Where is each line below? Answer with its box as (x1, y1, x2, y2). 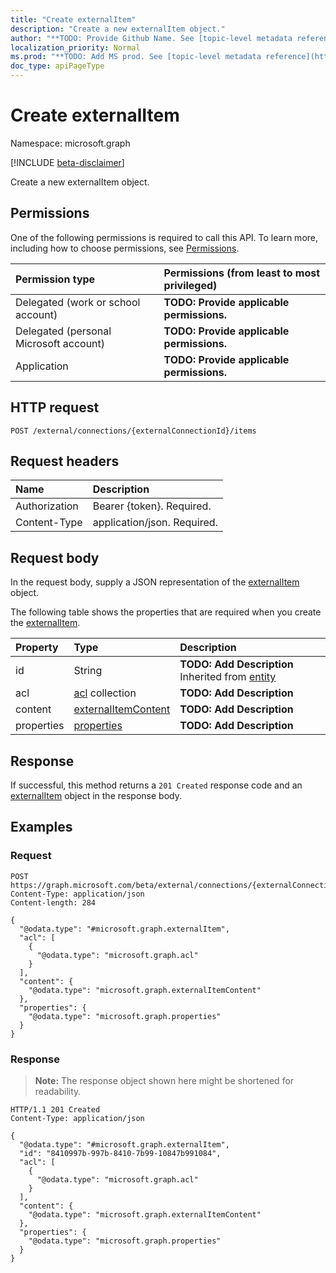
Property (15, 641, 59, 655)
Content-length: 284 (10, 897, 97, 908)
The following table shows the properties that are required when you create (10, 606, 322, 618)
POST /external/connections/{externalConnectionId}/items (10, 426, 257, 436)
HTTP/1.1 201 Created (10, 1104, 101, 1115)
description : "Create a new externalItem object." (10, 24, 226, 34)
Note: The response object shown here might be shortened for (34, 1074, 295, 1086)
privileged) (163, 278, 218, 292)
